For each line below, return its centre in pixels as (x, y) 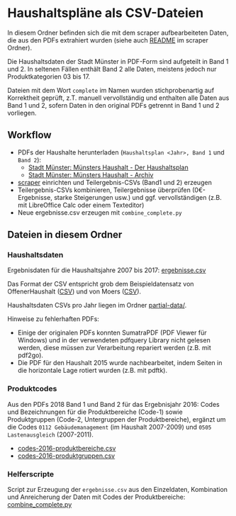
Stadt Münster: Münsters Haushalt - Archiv (91, 174)
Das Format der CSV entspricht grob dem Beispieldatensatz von (101, 284)
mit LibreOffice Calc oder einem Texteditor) (81, 205)
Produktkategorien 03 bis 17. (49, 77)
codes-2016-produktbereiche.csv (67, 448)
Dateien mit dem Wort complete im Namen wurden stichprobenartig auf (111, 90)
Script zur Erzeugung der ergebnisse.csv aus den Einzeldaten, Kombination (118, 490)
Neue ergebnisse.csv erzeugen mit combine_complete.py (100, 212)
